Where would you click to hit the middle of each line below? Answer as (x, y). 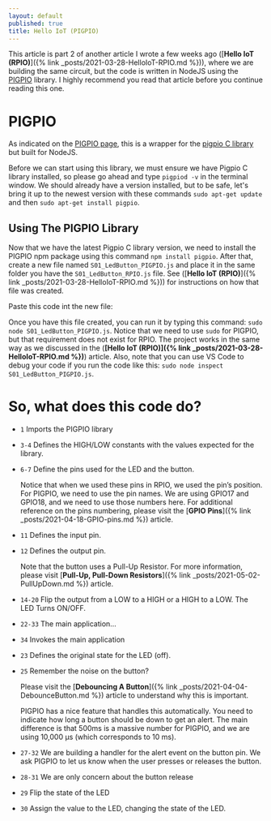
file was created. (36, 291)
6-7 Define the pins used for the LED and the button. (107, 469)
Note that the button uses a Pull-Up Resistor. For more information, (131, 567)
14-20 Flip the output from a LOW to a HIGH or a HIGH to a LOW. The (134, 600)
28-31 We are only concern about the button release (107, 777)
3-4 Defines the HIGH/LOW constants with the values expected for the (137, 445)
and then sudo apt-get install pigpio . (74, 203)
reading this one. (36, 88)
